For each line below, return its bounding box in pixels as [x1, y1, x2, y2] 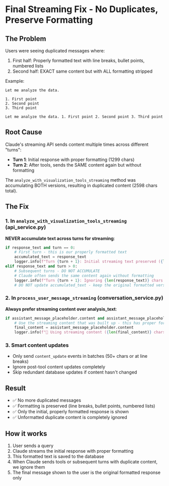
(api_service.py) [5, 224, 46, 231]
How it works [5, 429, 47, 438]
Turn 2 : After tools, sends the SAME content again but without [12, 161, 142, 168]
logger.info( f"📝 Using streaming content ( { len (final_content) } [14, 330, 152, 335]
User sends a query [12, 443, 54, 449]
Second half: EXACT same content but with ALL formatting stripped [12, 68, 153, 74]
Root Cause [5, 128, 43, 137]
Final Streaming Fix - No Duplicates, [5, 4, 158, 15]
